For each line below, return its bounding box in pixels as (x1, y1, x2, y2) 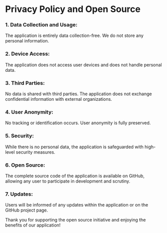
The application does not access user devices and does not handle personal (5, 61, 162, 68)
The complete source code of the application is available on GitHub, (5, 173, 145, 179)
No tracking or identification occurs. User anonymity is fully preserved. (5, 120, 151, 126)
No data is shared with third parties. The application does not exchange (5, 91, 152, 97)
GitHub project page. (5, 207, 48, 213)
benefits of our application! (5, 222, 61, 228)
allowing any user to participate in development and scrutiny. (5, 178, 131, 184)
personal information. (5, 38, 49, 44)
